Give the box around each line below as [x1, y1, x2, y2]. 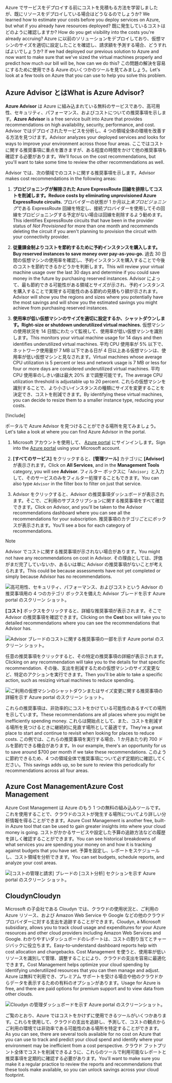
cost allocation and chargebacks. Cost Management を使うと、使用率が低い [5, 949, 166, 955]
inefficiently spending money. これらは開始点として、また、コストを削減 [5, 718, 158, 724]
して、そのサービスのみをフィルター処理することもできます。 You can [12, 474, 159, 481]
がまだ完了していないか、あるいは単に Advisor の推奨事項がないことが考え [5, 561, 163, 567]
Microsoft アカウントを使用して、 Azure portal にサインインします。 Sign [12, 439, 166, 445]
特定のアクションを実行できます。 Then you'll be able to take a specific [14, 671, 163, 677]
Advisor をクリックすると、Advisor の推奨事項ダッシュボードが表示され [12, 491, 165, 497]
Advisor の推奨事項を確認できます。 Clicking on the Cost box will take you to [5, 614, 166, 620]
